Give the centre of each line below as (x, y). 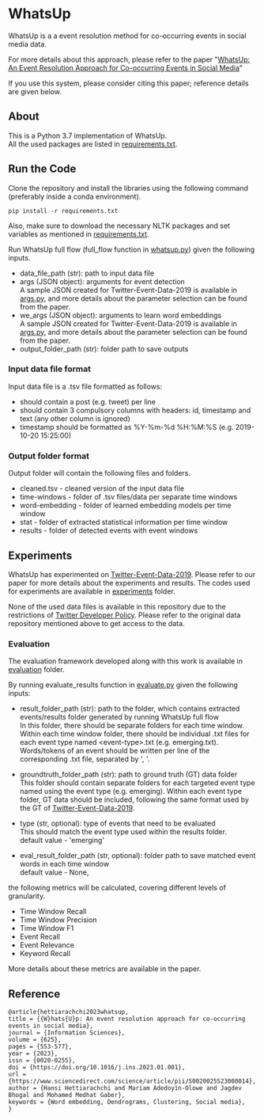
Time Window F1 (47, 928)
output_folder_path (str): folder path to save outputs (104, 348)
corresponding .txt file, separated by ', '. (85, 759)
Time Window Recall (53, 912)
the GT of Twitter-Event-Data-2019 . (77, 808)
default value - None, (54, 872)
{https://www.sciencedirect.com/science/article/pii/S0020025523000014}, (132, 1081)
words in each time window (64, 864)
